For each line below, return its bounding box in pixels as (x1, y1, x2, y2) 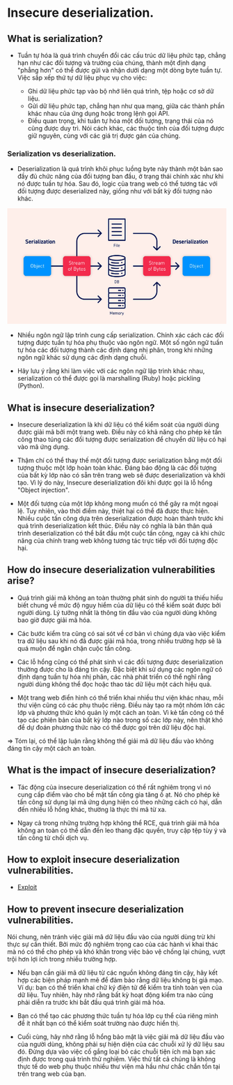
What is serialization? (7, 33, 103, 45)
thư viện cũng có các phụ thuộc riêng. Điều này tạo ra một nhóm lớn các (17, 700, 225, 709)
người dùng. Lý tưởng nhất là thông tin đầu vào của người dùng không (17, 608, 217, 617)
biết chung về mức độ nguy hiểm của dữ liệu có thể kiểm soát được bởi (17, 600, 221, 609)
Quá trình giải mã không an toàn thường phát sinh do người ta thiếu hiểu (17, 593, 223, 602)
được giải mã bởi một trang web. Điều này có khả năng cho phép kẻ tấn (17, 428, 223, 436)
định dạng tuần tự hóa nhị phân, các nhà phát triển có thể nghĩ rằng (17, 672, 211, 681)
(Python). (17, 382, 45, 390)
